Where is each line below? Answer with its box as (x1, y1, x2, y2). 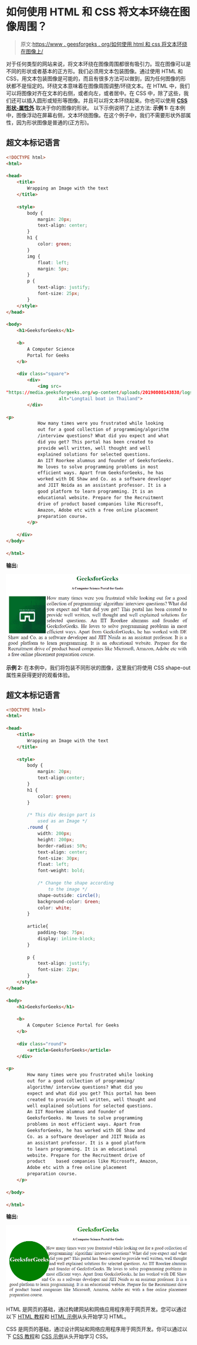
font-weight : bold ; (37, 868, 85, 874)
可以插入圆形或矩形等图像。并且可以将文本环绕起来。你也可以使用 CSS (16, 97, 188, 104)
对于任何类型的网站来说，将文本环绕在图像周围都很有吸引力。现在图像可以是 (6, 60, 191, 67)
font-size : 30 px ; (37, 855, 80, 861)
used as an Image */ (37, 818, 88, 824)
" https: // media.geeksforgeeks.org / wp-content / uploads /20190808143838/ (6, 389, 182, 395)
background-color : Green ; (37, 899, 101, 904)
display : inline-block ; (37, 936, 96, 941)
